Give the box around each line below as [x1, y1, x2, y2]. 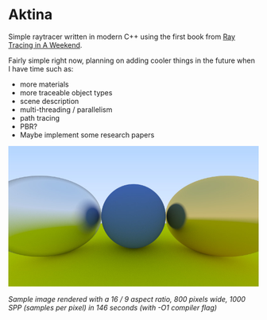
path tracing [19, 113, 60, 122]
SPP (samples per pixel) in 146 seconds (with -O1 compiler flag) [8, 303, 217, 313]
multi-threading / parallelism [19, 105, 113, 114]
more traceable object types [19, 87, 113, 97]
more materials [19, 79, 69, 89]
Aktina [8, 6, 53, 24]
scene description [19, 96, 79, 106]
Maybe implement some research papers [19, 129, 155, 140]
